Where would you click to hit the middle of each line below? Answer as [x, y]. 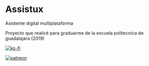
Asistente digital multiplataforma [39, 23]
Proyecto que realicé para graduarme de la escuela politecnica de [74, 33]
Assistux [24, 9]
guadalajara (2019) [25, 38]
